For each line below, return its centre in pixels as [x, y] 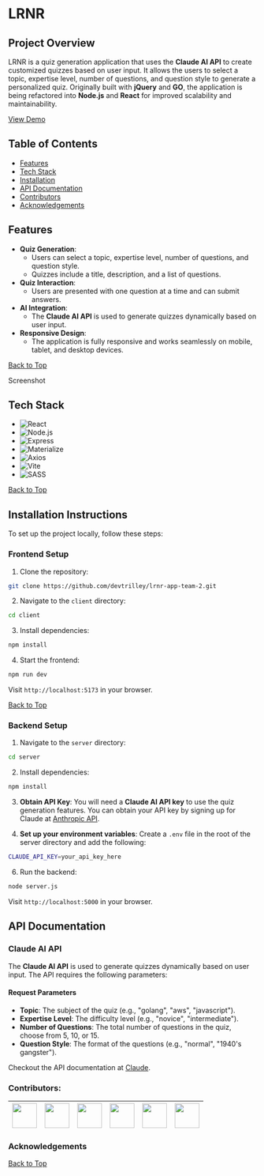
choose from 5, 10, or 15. [59, 1035]
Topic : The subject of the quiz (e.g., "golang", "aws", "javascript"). [127, 1010]
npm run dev [28, 675]
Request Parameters [43, 993]
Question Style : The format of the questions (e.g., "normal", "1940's [130, 1043]
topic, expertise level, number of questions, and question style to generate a [132, 79]
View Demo [27, 119]
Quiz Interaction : [48, 282]
